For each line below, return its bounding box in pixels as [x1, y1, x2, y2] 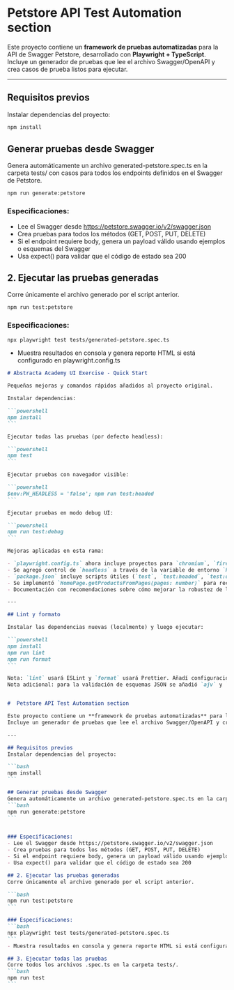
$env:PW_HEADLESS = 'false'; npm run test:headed [7, 490, 155, 497]
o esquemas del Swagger [17, 244, 91, 252]
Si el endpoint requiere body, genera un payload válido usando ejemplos [17, 237, 226, 245]
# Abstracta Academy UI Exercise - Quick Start [7, 370, 148, 377]
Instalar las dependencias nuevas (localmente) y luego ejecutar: [7, 624, 204, 631]
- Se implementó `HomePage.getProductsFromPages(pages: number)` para [7, 579, 217, 586]
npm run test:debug [7, 528, 64, 535]
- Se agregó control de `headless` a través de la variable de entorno [7, 566, 219, 573]
